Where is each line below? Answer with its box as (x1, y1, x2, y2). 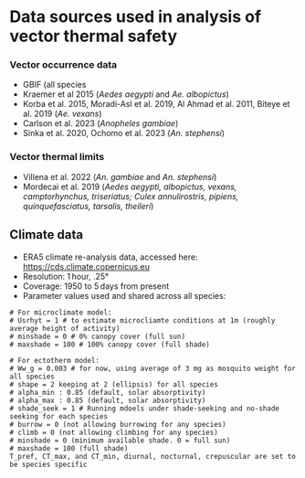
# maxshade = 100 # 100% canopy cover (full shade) (9, 340, 210, 349)
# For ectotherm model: (9, 356, 100, 365)
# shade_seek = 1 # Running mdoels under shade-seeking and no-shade (9, 404, 280, 413)
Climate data (9, 227, 84, 243)
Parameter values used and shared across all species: (22, 290, 226, 301)
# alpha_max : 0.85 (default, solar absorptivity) (9, 396, 206, 405)
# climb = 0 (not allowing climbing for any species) (9, 428, 219, 437)
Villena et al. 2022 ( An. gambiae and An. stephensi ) (22, 171, 217, 182)
